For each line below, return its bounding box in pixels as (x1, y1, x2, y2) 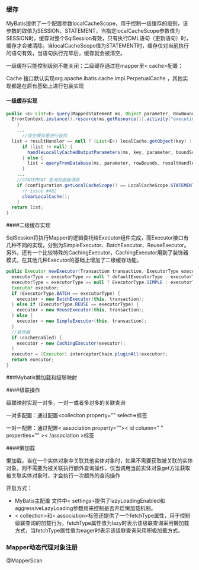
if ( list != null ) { (21, 144, 73, 150)
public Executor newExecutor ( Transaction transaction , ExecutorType (6, 269, 179, 275)
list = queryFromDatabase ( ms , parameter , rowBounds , (27, 160, 161, 166)
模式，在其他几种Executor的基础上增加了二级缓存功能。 (6, 257, 142, 264)
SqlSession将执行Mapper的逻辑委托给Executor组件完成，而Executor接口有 (6, 234, 189, 241)
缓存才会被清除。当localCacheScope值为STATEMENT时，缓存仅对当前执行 (6, 42, 190, 49)
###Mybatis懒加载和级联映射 (6, 373, 78, 381)
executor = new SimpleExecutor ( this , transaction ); (17, 318, 147, 324)
